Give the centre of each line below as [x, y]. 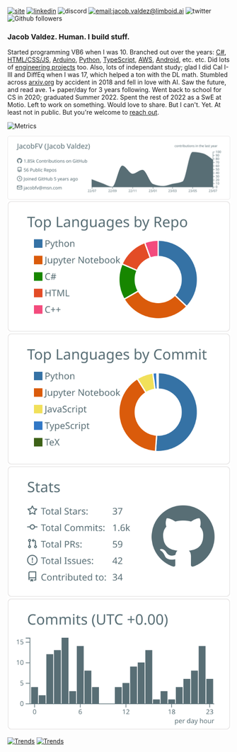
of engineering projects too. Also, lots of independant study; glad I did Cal [115, 67]
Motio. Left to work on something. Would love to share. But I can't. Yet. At [114, 105]
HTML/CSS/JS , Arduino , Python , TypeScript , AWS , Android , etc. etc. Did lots [118, 59]
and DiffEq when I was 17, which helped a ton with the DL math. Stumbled [121, 75]
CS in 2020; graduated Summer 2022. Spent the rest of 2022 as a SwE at [114, 97]
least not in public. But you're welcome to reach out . [83, 113]
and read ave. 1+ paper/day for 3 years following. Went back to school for [115, 90]
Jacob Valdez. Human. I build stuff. [69, 37]
